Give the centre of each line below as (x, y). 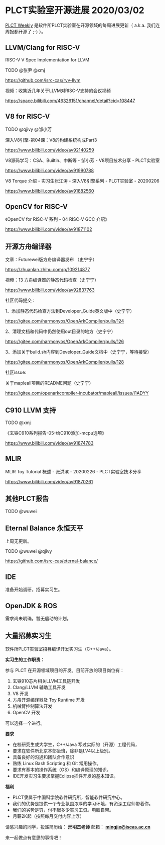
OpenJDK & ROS (31, 606)
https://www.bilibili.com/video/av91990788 (50, 170)
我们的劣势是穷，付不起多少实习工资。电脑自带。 (63, 810)
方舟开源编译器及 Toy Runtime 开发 (49, 700)
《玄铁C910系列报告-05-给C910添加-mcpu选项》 (56, 433)
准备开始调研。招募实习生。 (34, 589)
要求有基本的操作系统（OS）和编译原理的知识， (62, 770)
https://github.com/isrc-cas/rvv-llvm (43, 80)
